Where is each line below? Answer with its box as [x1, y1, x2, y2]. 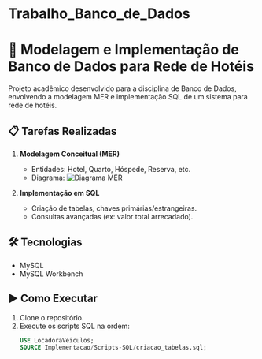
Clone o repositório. [19, 312, 84, 322]
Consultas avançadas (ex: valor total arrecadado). [31, 211, 194, 221]
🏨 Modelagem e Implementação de [8, 41, 240, 59]
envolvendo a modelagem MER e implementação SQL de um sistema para [8, 92, 248, 102]
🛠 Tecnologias [8, 236, 83, 249]
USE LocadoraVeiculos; [19, 336, 94, 344]
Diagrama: [31, 173, 65, 182]
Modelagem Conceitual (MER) [19, 149, 120, 159]
